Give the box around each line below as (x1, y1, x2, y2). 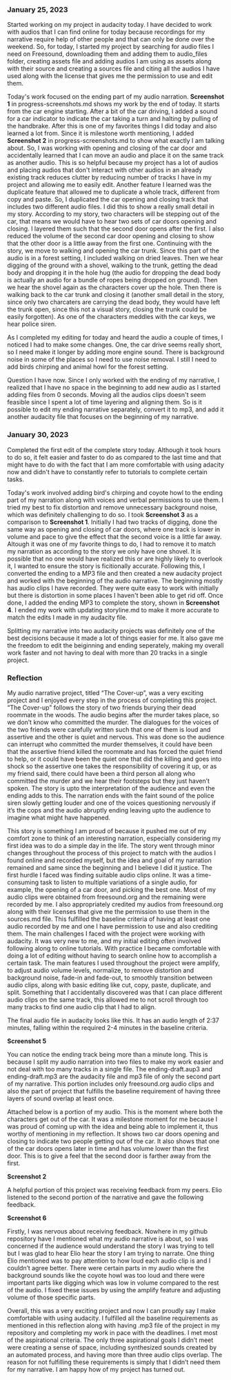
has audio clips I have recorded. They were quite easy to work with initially (7, 583, 219, 592)
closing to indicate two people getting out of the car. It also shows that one (7, 1137, 220, 1145)
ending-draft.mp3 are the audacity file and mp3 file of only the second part (7, 1072, 221, 1080)
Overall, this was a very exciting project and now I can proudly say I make (7, 1306, 216, 1314)
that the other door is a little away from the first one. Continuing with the (7, 240, 212, 248)
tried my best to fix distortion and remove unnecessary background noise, (7, 503, 218, 512)
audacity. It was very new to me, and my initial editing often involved (7, 937, 201, 945)
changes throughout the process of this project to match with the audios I (7, 848, 216, 857)
